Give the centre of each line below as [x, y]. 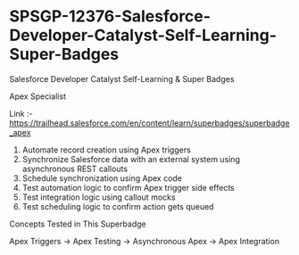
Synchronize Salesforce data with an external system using [131, 159]
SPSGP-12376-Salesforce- [110, 16]
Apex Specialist [38, 96]
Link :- [21, 113]
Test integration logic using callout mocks [99, 197]
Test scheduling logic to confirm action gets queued [118, 206]
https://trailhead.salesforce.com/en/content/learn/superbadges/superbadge [149, 123]
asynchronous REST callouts [75, 169]
